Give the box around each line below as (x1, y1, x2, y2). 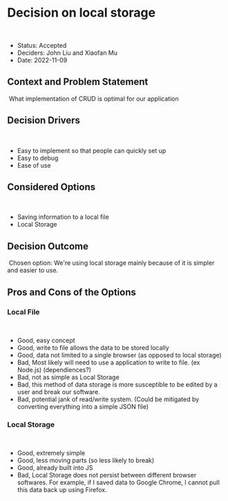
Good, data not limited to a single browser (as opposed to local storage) (17, 351, 222, 359)
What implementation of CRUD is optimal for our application (8, 94, 179, 103)
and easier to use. (7, 266, 59, 274)
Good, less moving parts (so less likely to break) (17, 456, 155, 465)
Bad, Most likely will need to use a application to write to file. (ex (17, 358, 200, 367)
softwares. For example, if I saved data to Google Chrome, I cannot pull (17, 478, 220, 486)
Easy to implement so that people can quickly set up (17, 146, 167, 155)
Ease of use (17, 161, 51, 169)
